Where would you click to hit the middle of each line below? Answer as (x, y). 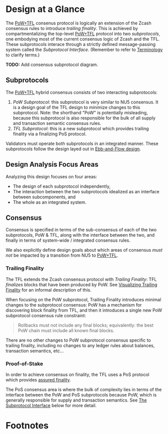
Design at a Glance (45, 9)
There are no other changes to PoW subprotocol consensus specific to (78, 340)
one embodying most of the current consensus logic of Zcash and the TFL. (83, 39)
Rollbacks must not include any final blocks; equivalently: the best (85, 325)
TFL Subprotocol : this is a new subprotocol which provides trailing (81, 128)
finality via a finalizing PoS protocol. (50, 134)
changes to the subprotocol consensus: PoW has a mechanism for (74, 305)
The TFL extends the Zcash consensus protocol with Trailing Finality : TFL (81, 279)
